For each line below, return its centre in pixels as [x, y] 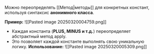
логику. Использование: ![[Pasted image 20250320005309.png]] [79, 47]
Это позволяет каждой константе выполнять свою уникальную [78, 41]
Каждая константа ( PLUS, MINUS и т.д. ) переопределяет [71, 31]
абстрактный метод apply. [39, 36]
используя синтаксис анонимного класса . [49, 13]
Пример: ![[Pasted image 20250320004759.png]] [55, 22]
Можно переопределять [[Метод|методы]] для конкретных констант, [77, 7]
